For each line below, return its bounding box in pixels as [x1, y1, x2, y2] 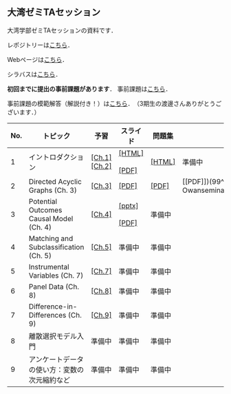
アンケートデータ [28, 354, 84, 364]
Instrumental [28, 262, 70, 271]
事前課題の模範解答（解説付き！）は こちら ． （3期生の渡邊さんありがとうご [7, 99, 222, 107]
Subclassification [28, 242, 85, 251]
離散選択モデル [28, 331, 78, 341]
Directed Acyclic [28, 176, 82, 186]
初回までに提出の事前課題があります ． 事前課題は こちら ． [7, 85, 172, 93]
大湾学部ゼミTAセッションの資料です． [7, 26, 117, 34]
